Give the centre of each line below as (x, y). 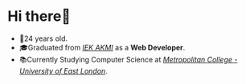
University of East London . (63, 70)
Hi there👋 (39, 16)
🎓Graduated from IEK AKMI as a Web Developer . (102, 47)
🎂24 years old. (43, 38)
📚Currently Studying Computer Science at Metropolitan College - (128, 59)
